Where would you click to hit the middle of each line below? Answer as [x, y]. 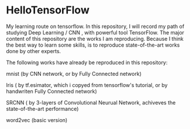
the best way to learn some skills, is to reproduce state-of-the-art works [93, 45]
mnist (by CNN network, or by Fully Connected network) [74, 74]
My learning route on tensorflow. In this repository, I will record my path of [95, 26]
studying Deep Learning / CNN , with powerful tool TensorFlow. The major [95, 32]
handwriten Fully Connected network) [52, 91]
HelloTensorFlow [48, 10]
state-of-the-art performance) [42, 109]
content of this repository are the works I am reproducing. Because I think [95, 39]
